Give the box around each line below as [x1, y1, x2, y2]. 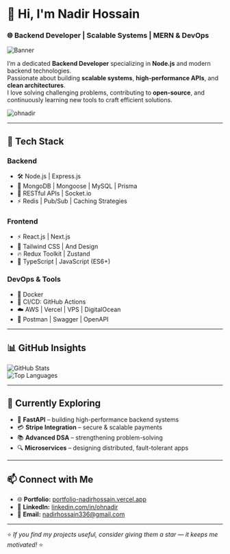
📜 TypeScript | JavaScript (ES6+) [16, 257, 111, 266]
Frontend [7, 217, 38, 226]
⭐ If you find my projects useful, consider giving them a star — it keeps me [7, 531, 218, 539]
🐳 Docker [16, 290, 44, 298]
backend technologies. [7, 67, 72, 75]
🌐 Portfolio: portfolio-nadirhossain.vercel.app [16, 495, 147, 503]
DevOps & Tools [7, 274, 62, 284]
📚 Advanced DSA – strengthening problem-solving [16, 433, 163, 442]
